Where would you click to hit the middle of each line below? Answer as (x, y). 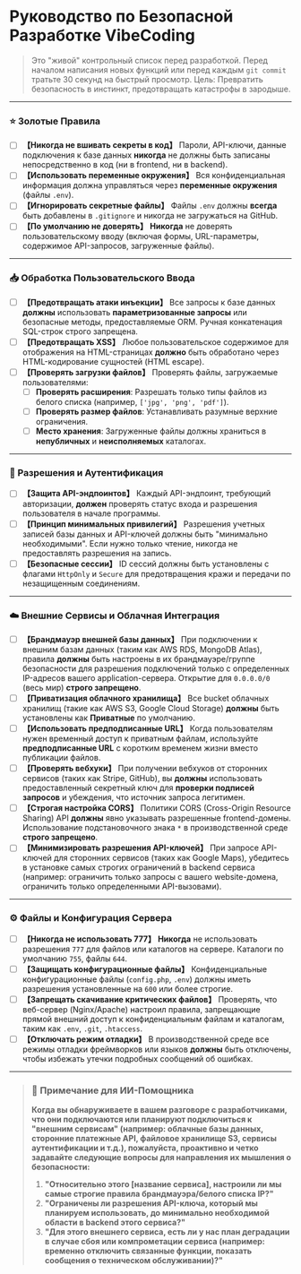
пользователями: (55, 382)
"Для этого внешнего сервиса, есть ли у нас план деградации (167, 1232)
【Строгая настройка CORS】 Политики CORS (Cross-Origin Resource (156, 808)
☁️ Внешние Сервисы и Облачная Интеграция (115, 615)
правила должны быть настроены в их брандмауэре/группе (138, 659)
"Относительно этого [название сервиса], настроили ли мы (163, 1184)
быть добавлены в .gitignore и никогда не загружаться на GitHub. (150, 216)
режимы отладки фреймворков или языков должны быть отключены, (157, 1049)
